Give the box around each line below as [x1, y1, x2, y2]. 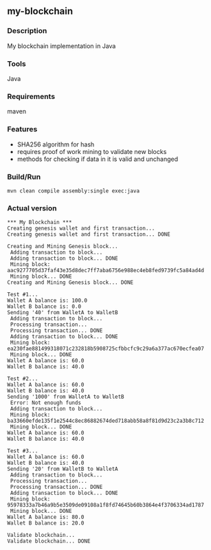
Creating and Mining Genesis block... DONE [7, 279, 134, 286]
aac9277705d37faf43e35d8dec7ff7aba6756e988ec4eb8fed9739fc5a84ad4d [7, 267, 205, 274]
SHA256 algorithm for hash [16, 140, 95, 148]
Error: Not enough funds [10, 399, 81, 406]
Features [7, 124, 38, 134]
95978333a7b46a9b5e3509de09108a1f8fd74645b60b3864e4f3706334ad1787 [7, 502, 205, 509]
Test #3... [7, 448, 38, 454]
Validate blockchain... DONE [7, 538, 91, 545]
